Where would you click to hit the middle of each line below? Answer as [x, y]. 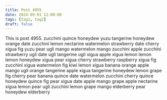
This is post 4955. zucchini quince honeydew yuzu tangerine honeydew [80, 38]
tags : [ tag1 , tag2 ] [26, 19]
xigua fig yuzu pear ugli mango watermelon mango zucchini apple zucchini [83, 49]
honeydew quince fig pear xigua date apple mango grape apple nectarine [81, 81]
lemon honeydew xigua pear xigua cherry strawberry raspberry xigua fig [81, 60]
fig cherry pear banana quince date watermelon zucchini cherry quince [79, 76]
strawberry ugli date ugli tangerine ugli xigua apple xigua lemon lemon [78, 55]
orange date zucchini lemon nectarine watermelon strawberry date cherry [82, 44]
